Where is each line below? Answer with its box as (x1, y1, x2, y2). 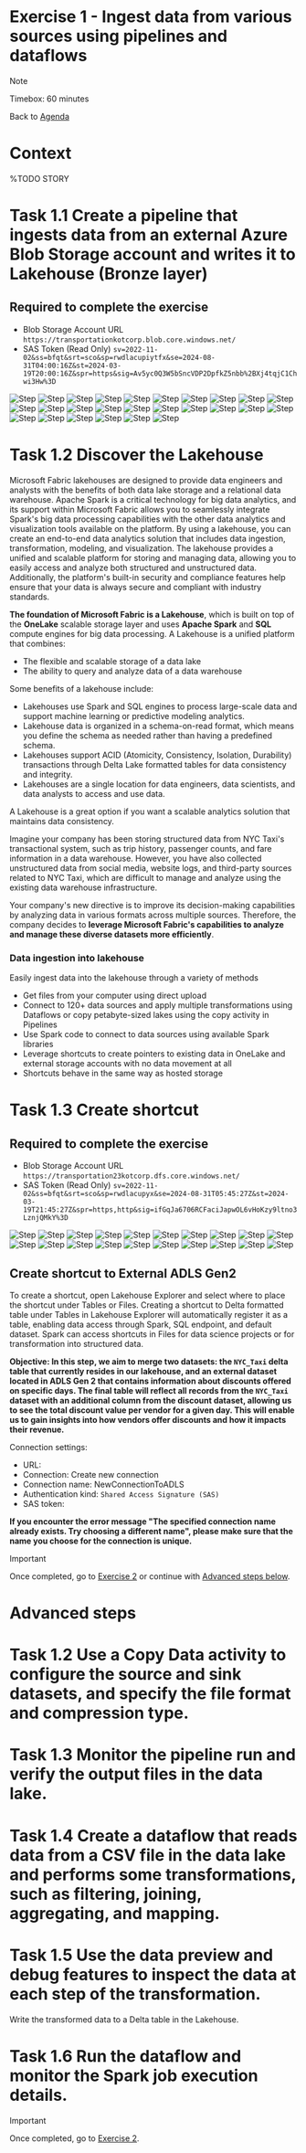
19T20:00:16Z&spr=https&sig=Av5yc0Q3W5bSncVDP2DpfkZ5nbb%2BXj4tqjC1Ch (22, 368, 298, 378)
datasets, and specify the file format (9, 1683, 291, 1704)
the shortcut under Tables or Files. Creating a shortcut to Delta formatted (9, 1299, 285, 1310)
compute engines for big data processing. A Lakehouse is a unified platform (9, 628, 295, 639)
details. (9, 2084, 69, 2105)
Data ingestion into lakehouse (9, 951, 144, 964)
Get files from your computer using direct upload (22, 990, 207, 1002)
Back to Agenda (9, 111, 70, 122)
